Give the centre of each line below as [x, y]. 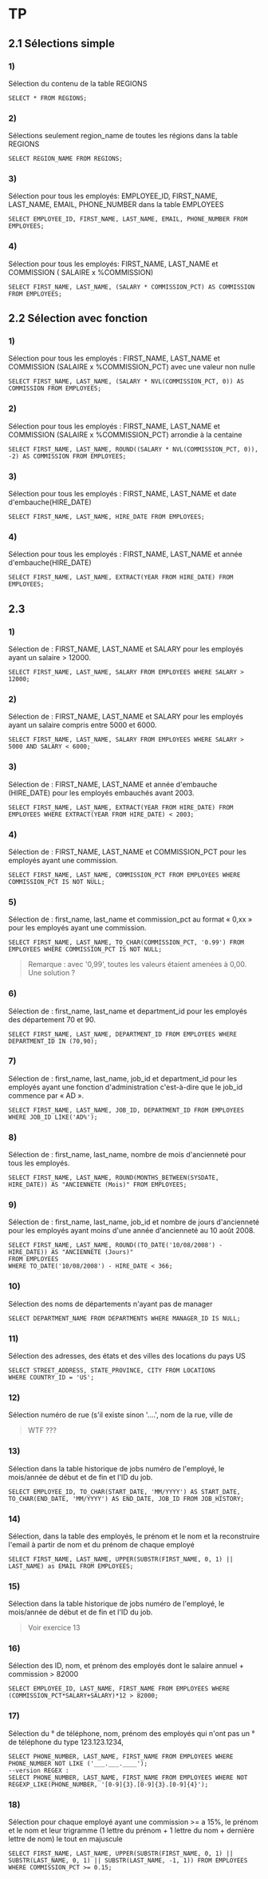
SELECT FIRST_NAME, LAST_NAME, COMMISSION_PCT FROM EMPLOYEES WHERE [124, 875]
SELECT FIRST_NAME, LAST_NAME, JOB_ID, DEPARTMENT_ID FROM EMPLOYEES [126, 1110]
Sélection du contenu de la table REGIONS [78, 83]
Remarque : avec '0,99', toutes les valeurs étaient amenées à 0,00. [137, 965]
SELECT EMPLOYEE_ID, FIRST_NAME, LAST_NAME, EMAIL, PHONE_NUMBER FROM [128, 219]
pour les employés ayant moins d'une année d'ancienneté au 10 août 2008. [132, 1231]
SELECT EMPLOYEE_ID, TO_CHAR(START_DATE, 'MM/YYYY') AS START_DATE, [124, 1491]
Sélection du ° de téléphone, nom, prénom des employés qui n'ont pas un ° [132, 1733]
